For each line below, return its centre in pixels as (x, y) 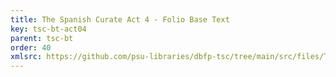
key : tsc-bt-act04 (48, 29)
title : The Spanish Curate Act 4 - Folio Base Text (120, 19)
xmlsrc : (26, 57)
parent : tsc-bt (42, 38)
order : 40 (31, 47)
